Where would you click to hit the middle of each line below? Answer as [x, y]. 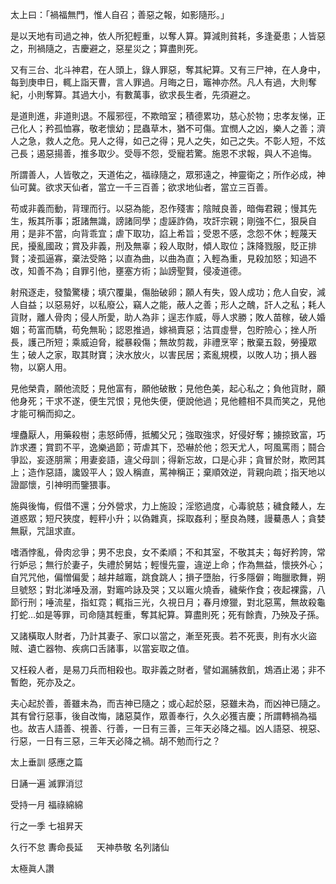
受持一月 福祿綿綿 [46, 804]
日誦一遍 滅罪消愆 [46, 783]
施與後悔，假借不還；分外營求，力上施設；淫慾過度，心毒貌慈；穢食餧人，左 [168, 506]
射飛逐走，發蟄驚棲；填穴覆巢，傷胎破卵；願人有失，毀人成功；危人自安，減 [168, 292]
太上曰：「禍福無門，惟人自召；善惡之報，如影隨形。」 [120, 14]
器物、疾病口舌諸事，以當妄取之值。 [119, 648]
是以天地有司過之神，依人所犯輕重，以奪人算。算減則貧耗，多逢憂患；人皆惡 [168, 36]
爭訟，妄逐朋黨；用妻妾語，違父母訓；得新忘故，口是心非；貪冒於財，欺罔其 [168, 459]
